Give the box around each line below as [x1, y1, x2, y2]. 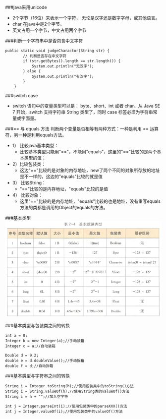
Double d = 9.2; [5, 353, 39, 358]
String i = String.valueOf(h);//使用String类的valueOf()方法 [5, 389, 130, 394]
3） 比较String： [12, 180, 46, 185]
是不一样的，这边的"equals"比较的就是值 [19, 174, 103, 180]
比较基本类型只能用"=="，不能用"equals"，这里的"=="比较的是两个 [19, 149, 157, 155]
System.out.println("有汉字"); [31, 74, 94, 79]
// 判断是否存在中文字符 [23, 54, 67, 59]
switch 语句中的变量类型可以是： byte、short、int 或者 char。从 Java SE [12, 103, 160, 109]
